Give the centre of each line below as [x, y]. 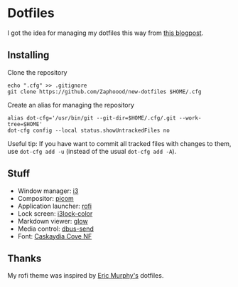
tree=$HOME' [25, 124]
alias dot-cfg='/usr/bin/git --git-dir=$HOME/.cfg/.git [92, 118]
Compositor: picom [46, 198]
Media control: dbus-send [56, 229]
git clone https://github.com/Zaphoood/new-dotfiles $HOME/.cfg [104, 92]
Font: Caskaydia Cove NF [55, 236]
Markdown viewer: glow [53, 221]
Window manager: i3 [48, 191]
